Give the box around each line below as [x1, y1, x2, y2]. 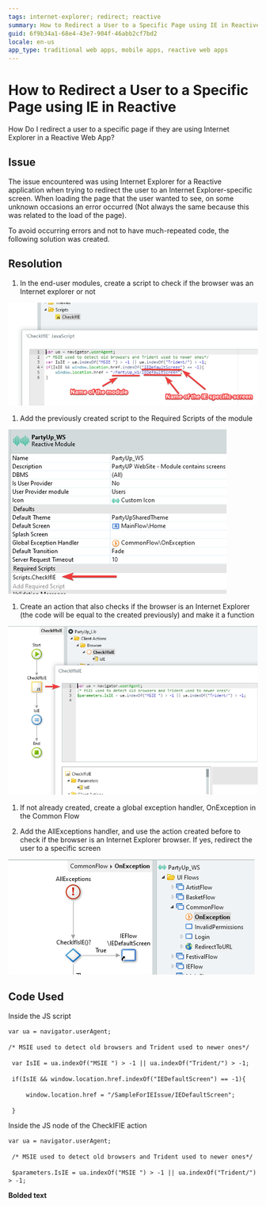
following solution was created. [8, 234, 110, 243]
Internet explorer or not [19, 286, 96, 296]
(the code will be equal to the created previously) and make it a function [19, 610, 255, 620]
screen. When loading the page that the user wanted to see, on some [8, 193, 234, 203]
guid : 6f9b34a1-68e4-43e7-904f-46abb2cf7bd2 [8, 29, 158, 37]
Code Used [8, 990, 65, 1004]
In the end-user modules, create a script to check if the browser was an [19, 278, 254, 288]
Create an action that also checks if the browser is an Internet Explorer [19, 602, 251, 612]
